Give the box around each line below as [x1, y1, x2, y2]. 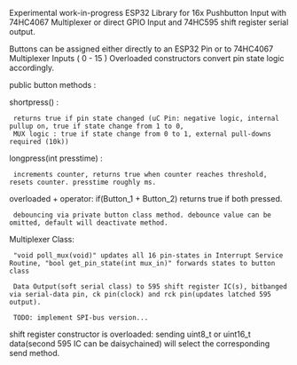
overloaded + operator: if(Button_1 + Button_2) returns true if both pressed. [9, 194, 283, 203]
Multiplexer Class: [9, 234, 75, 244]
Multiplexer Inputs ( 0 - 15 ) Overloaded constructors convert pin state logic [9, 53, 285, 63]
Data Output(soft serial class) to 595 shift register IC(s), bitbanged [12, 282, 288, 291]
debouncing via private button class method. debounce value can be [12, 210, 272, 219]
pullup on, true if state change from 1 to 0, [9, 122, 184, 131]
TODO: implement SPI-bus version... [12, 313, 149, 322]
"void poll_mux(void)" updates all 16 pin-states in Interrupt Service [12, 251, 284, 260]
